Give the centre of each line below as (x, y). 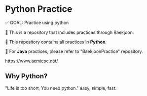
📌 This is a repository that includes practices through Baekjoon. (70, 32)
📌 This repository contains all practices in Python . (56, 42)
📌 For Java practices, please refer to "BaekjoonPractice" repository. (74, 51)
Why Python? (26, 76)
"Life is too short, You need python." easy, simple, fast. (61, 88)
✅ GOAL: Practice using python (37, 23)
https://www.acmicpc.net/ (32, 61)
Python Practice (39, 9)
